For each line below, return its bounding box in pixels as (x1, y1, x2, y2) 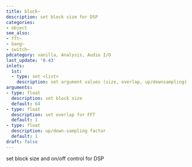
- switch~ (6, 47, 30, 53)
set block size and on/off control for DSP (6, 155, 104, 162)
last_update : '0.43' (6, 57, 57, 63)
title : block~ (6, 8, 41, 15)
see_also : (6, 30, 30, 36)
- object (6, 25, 28, 31)
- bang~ (6, 41, 25, 47)
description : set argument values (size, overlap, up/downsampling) (16, 79, 187, 85)
